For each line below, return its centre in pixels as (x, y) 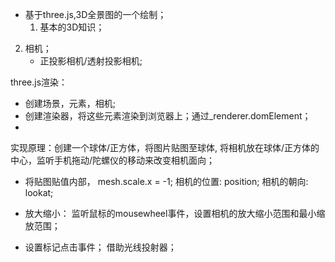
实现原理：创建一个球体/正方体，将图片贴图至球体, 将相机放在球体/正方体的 (165, 147)
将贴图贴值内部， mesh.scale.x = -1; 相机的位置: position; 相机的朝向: (166, 181)
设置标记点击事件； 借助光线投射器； (100, 247)
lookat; (39, 192)
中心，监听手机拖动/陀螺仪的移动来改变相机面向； (113, 160)
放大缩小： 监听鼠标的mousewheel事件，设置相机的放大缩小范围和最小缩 (175, 213)
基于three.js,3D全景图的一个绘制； (95, 14)
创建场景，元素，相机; (70, 103)
